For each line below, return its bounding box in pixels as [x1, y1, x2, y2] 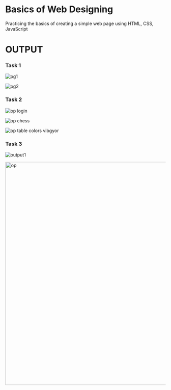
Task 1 [5, 62, 21, 69]
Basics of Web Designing [5, 4, 113, 15]
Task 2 [5, 96, 22, 103]
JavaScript [5, 25, 28, 32]
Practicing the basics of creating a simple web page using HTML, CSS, [5, 20, 154, 27]
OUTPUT [5, 44, 43, 56]
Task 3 [5, 140, 22, 147]
